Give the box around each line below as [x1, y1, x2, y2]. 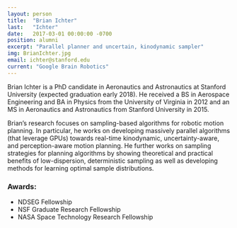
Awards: [7, 181, 37, 191]
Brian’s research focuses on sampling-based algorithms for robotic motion [7, 118, 224, 127]
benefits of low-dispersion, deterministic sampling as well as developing [7, 156, 218, 165]
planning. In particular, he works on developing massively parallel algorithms [7, 126, 231, 135]
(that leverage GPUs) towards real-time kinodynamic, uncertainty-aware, [7, 134, 220, 142]
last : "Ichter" [7, 23, 59, 30]
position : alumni [7, 37, 59, 44]
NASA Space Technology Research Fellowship [17, 212, 154, 221]
